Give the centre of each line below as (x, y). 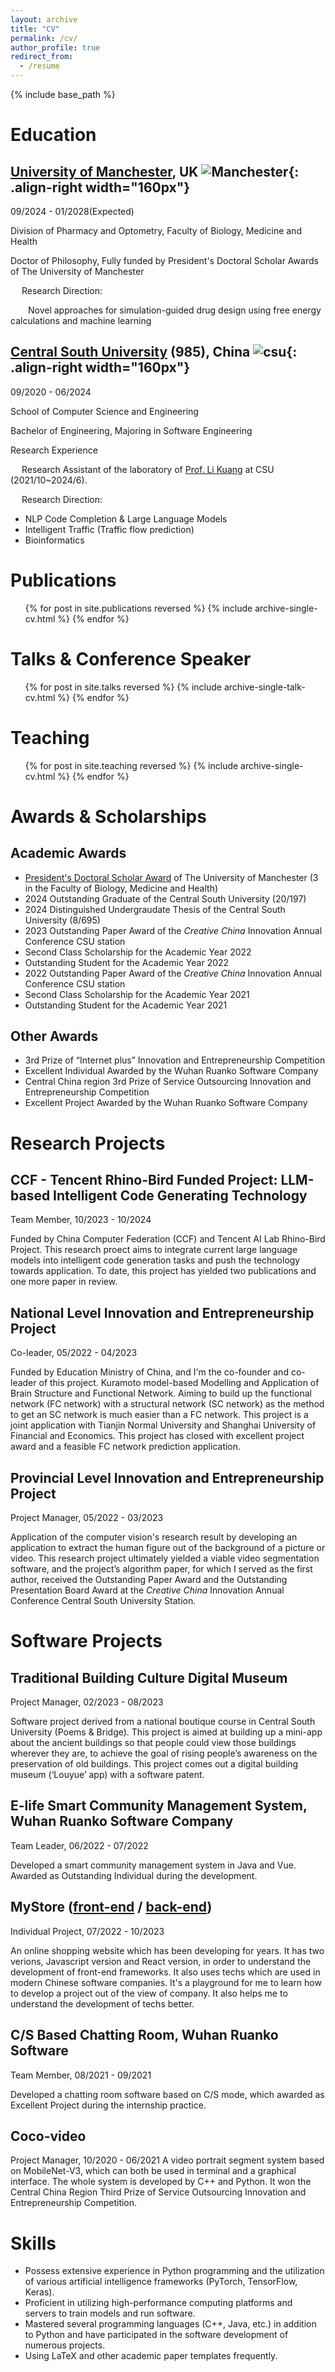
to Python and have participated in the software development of (156, 2335)
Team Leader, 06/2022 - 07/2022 (79, 1845)
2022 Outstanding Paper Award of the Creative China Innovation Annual (173, 973)
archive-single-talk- (264, 687)
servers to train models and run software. (110, 2313)
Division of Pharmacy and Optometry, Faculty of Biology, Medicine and (156, 230)
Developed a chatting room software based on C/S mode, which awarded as (167, 2094)
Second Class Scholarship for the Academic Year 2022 (138, 952)
